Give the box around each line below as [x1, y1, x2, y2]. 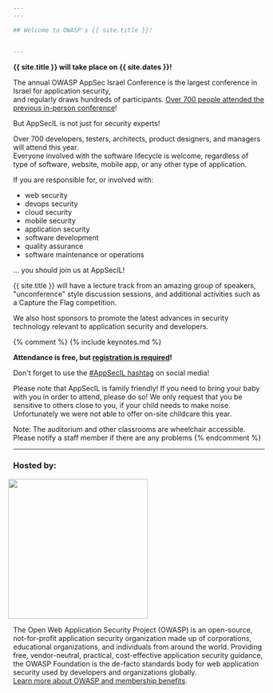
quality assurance [24, 241, 84, 251]
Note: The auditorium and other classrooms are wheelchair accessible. [13, 424, 246, 434]
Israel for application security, [13, 85, 111, 96]
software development [24, 232, 99, 242]
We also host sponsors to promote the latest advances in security [13, 313, 229, 323]
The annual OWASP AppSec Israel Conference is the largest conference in [13, 77, 258, 87]
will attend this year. [13, 142, 79, 152]
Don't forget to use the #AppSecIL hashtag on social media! [13, 368, 210, 378]
